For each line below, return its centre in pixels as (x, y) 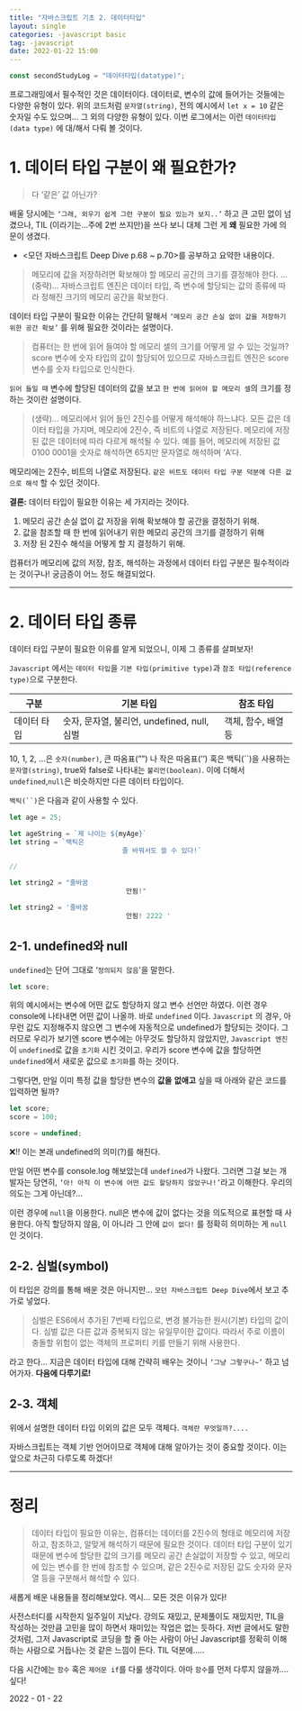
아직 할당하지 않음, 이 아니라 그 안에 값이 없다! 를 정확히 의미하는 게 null (161, 1224)
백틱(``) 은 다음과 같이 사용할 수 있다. (74, 800)
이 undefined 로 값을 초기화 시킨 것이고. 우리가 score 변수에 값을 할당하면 (136, 1050)
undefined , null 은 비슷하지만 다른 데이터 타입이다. (97, 781)
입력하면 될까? (35, 1092)
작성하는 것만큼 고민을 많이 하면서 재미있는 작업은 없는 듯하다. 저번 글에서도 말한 (150, 1627)
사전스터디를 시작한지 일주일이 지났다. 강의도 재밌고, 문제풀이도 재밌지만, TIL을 (147, 1616)
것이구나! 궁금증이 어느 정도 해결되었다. (87, 574)
